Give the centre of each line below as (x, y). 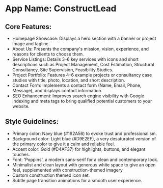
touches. (21, 154)
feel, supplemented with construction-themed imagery (67, 170)
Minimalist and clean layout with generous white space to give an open (84, 164)
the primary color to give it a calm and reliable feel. (64, 144)
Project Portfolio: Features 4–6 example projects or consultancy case (82, 75)
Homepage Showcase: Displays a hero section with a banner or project (84, 38)
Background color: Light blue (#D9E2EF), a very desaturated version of (84, 138)
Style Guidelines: (32, 121)
